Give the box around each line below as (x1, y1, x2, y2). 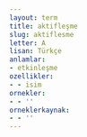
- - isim (9, 80, 42, 89)
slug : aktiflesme (9, 30, 74, 39)
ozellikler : (9, 72, 54, 81)
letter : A (9, 38, 47, 48)
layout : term (9, 13, 58, 23)
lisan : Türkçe (9, 47, 63, 56)
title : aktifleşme (9, 22, 78, 31)
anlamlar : (9, 55, 47, 64)
